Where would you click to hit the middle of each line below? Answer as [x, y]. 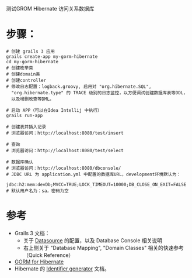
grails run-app [25, 115]
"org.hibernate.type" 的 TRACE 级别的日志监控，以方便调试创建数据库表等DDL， [100, 92]
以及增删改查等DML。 [33, 99]
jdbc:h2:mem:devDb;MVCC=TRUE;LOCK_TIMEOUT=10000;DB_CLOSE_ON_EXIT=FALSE [96, 184]
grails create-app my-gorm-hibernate [52, 56]
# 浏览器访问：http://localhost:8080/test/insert [65, 133]
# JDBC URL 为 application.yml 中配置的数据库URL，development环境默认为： [94, 174]
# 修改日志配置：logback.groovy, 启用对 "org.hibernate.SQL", [79, 87]
